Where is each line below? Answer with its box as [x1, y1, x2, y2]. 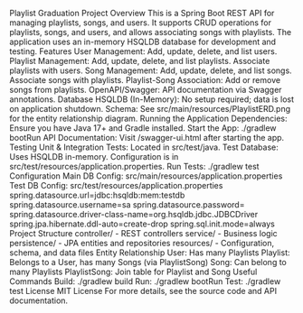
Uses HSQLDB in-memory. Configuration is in [9, 152, 179, 161]
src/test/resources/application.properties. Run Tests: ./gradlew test [9, 161, 260, 171]
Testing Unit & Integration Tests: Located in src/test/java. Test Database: [9, 142, 279, 152]
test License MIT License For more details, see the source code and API [9, 286, 278, 296]
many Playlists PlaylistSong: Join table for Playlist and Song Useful [9, 266, 258, 277]
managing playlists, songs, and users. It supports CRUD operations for [9, 17, 271, 28]
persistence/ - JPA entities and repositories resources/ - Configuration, [9, 238, 274, 248]
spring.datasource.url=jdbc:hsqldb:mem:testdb [9, 189, 185, 200]
